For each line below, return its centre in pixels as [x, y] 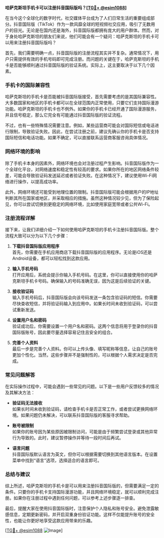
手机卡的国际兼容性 [28, 85]
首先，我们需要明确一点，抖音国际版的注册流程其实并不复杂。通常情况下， [80, 53]
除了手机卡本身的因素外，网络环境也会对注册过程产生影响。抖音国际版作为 [80, 163]
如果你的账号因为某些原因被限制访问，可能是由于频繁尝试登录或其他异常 [85, 432]
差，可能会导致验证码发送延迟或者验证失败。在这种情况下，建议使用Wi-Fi [79, 175]
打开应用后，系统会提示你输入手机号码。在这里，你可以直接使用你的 [81, 275]
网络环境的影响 [23, 152]
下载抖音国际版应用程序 [36, 246]
